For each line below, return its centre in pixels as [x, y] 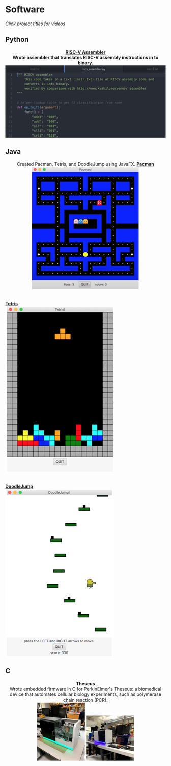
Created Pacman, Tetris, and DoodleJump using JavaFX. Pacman [85, 164]
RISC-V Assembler [85, 52]
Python [17, 40]
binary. [85, 63]
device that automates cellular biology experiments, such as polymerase [85, 694]
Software [25, 9]
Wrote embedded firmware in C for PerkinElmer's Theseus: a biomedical [85, 689]
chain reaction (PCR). [85, 700]
